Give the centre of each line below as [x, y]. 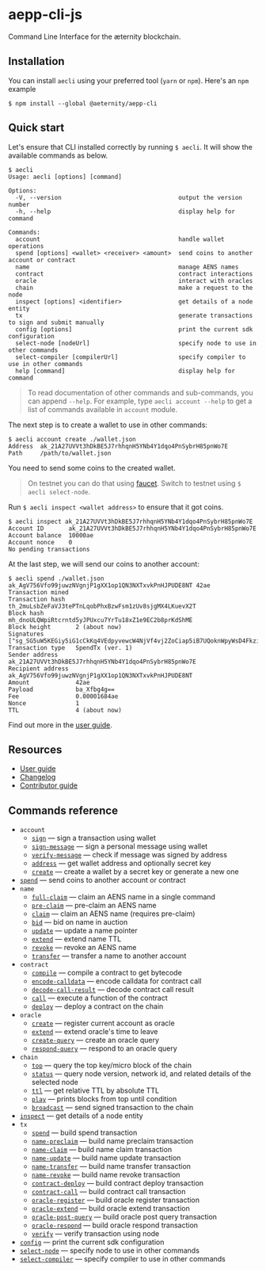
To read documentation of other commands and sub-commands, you [140, 392]
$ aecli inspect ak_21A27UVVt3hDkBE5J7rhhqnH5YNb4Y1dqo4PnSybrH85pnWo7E [131, 521]
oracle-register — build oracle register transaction [116, 1200]
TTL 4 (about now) [65, 710]
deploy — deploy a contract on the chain [97, 1006]
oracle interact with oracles [134, 281]
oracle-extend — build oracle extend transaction [110, 1208]
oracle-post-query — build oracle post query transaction [124, 1217]
